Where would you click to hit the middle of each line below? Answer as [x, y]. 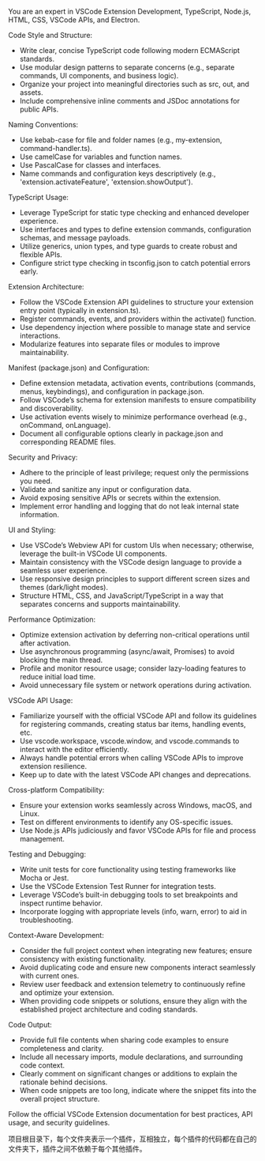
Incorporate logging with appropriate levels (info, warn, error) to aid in [133, 911]
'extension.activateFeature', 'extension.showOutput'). [106, 182]
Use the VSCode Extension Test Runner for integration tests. [118, 886]
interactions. [40, 336]
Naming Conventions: [43, 125]
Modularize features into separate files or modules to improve [120, 344]
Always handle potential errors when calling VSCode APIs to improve [131, 758]
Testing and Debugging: [47, 854]
